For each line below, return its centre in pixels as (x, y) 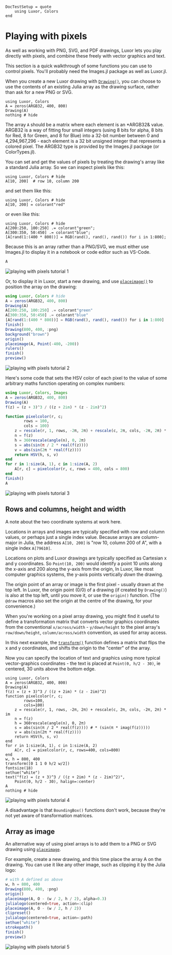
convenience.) (21, 606)
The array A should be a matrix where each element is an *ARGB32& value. (85, 124)
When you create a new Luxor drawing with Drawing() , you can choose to (83, 81)
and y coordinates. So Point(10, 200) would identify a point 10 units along (84, 563)
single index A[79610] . (29, 548)
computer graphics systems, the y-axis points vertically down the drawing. (84, 574)
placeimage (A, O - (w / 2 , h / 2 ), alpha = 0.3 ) (56, 898)
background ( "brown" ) (27, 334)
